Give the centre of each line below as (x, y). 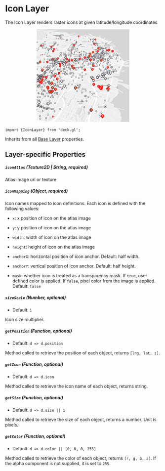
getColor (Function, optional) (35, 436)
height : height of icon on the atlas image (54, 247)
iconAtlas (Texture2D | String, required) (46, 167)
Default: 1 (22, 310)
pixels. (12, 425)
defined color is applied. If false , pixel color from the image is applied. (84, 281)
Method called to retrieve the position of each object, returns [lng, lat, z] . (83, 353)
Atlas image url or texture (31, 180)
